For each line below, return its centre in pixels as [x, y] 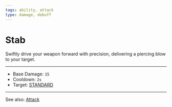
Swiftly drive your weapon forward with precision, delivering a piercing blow [85, 54]
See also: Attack [23, 99]
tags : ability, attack [29, 10]
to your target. [20, 60]
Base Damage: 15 [31, 74]
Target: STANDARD [33, 85]
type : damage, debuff [28, 15]
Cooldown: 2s [27, 79]
